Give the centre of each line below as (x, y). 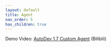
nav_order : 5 (19, 19)
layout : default (22, 10)
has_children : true (26, 24)
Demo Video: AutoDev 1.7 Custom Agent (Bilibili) (56, 39)
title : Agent (19, 15)
